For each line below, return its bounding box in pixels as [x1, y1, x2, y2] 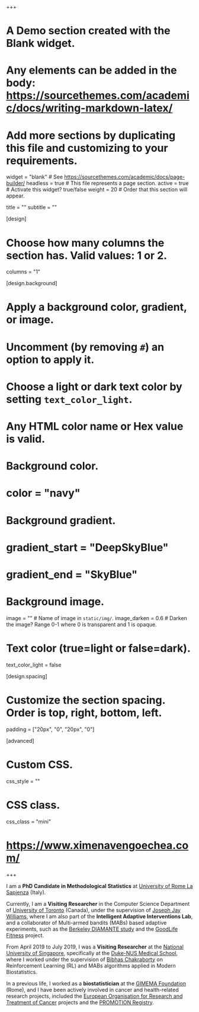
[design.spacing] [6, 672, 47, 679]
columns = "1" [6, 268, 40, 276]
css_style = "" [6, 777, 40, 784]
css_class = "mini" [6, 818, 52, 825]
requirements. [6, 154, 78, 167]
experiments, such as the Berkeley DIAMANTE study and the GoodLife [6, 925, 178, 933]
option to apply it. [6, 353, 95, 366]
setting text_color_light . [6, 392, 133, 406]
